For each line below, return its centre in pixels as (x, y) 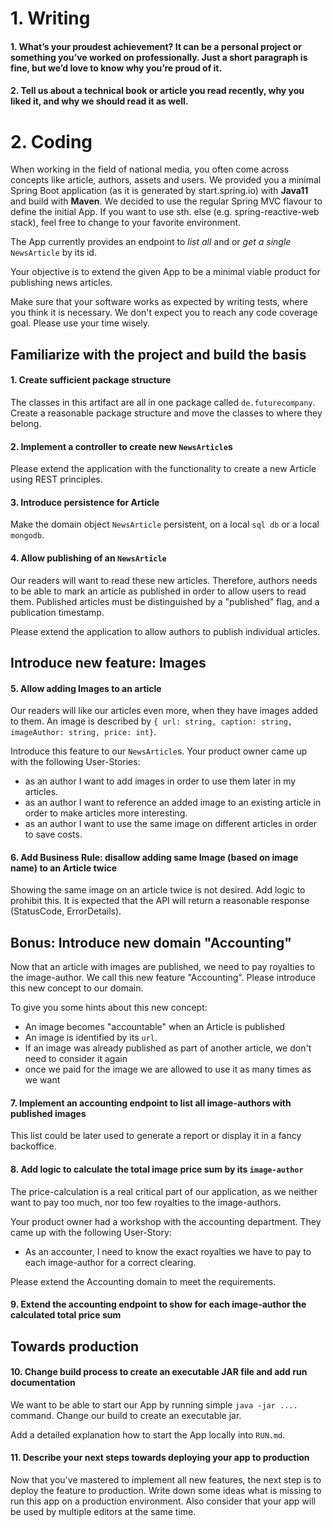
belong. (26, 423)
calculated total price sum (66, 1315)
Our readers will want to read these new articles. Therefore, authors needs (164, 580)
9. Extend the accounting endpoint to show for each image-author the (158, 1304)
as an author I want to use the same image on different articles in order (171, 824)
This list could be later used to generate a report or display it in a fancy (156, 1136)
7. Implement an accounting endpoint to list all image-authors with (151, 1103)
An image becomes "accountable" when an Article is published (155, 1027)
